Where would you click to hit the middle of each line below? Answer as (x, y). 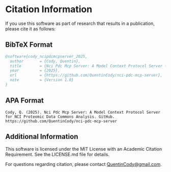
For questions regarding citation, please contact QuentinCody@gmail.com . (83, 164)
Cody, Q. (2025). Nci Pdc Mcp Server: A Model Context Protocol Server (83, 112)
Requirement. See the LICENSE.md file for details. (57, 154)
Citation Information (49, 9)
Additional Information (42, 137)
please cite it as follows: (31, 28)
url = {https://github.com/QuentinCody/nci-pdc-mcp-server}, (86, 75)
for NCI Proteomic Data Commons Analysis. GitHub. (60, 117)
